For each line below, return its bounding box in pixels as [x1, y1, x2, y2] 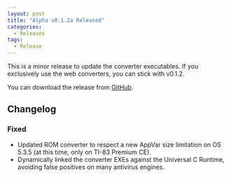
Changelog [7, 103, 57, 116]
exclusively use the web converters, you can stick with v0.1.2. [7, 69, 185, 78]
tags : [7, 36, 23, 43]
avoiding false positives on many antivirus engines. [17, 163, 165, 171]
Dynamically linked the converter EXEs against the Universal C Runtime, [17, 155, 225, 163]
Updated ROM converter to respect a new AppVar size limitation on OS [17, 140, 222, 149]
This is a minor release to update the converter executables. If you [7, 62, 199, 70]
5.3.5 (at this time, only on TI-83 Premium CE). [17, 148, 152, 156]
